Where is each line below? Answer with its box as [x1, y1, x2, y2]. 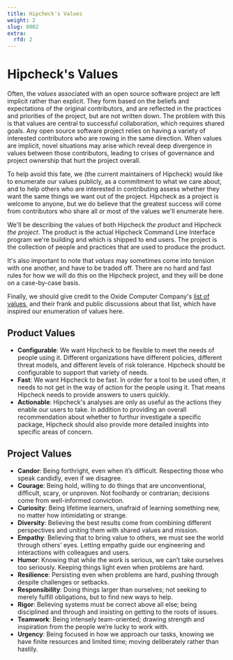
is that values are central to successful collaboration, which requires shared [7, 120, 225, 128]
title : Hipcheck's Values [7, 10, 82, 17]
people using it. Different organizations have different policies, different [17, 353, 223, 361]
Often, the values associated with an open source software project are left [7, 89, 220, 98]
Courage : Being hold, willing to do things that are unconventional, [17, 481, 206, 489]
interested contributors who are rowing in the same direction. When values [7, 134, 222, 143]
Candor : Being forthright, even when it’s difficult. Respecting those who [17, 466, 224, 475]
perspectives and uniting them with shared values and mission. [17, 526, 199, 534]
